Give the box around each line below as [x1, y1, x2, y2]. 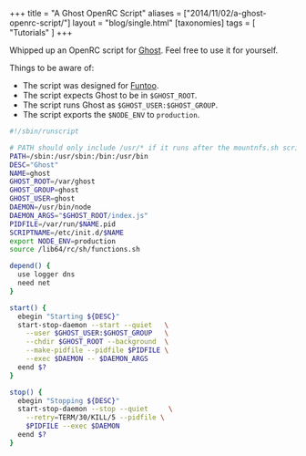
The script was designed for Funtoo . [22, 80, 159, 90]
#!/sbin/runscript [9, 127, 79, 136]
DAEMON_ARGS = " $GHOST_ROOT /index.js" [9, 211, 148, 220]
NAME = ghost [9, 169, 51, 178]
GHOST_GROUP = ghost [9, 186, 79, 195]
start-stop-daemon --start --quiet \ [17, 320, 169, 329]
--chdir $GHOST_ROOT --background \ [25, 337, 169, 347]
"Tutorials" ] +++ [9, 27, 73, 37]
